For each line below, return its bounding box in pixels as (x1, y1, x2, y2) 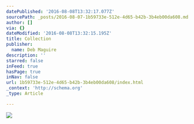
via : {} (6, 25, 25, 31)
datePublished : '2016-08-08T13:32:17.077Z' (6, 8, 115, 15)
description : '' (6, 52, 46, 58)
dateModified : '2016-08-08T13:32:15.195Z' (6, 31, 112, 36)
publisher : (6, 42, 33, 48)
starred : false (6, 58, 44, 63)
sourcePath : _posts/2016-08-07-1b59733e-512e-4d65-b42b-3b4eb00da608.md (6, 14, 189, 20)
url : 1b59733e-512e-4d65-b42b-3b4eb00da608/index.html (6, 80, 144, 86)
